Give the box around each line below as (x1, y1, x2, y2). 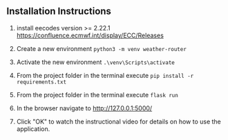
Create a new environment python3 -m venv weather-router (16, 44, 187, 52)
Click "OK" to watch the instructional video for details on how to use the (16, 117, 222, 126)
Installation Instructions (6, 6, 112, 17)
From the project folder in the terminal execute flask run (16, 90, 179, 99)
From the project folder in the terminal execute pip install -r (16, 71, 194, 79)
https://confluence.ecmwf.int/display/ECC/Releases (16, 31, 164, 39)
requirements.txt (16, 79, 67, 86)
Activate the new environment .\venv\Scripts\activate (16, 58, 175, 66)
